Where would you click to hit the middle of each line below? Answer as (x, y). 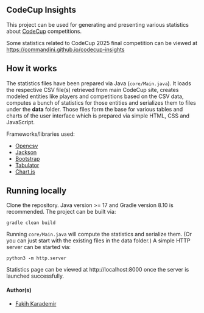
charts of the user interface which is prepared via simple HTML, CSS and (98, 116)
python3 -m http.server (37, 258)
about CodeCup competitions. (44, 31)
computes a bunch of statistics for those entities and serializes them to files (101, 102)
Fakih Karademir (36, 303)
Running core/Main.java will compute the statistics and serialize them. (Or (99, 234)
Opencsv (26, 146)
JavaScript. (21, 122)
